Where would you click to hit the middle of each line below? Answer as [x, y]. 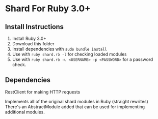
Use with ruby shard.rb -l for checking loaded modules [69, 54]
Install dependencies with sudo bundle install [59, 49]
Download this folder [33, 44]
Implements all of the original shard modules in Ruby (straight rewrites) [77, 101]
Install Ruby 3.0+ [29, 38]
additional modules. [25, 112]
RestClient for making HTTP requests [43, 92]
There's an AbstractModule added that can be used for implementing [75, 107]
